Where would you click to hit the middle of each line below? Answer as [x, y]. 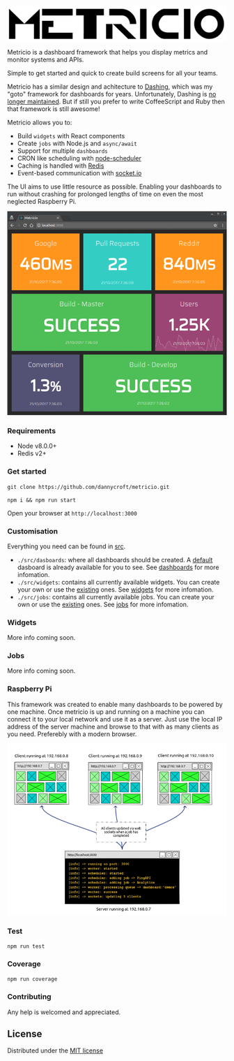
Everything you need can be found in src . [67, 546]
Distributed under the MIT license [55, 1051]
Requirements [32, 430]
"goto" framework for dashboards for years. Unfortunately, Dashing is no [112, 94]
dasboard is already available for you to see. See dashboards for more [118, 567]
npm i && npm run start [42, 500]
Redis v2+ [32, 453]
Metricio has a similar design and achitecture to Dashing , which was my [110, 87]
